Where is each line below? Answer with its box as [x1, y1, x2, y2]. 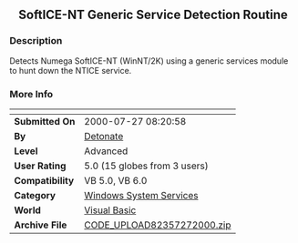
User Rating [14, 159, 67, 172]
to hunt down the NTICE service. [9, 65, 132, 76]
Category [14, 188, 57, 201]
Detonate [84, 129, 124, 142]
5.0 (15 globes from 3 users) [84, 159, 210, 172]
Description [9, 35, 63, 47]
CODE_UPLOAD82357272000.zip [84, 218, 231, 231]
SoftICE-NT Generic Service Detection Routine [17, 7, 289, 23]
